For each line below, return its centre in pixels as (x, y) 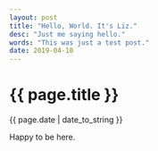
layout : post (33, 17)
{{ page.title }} (64, 95)
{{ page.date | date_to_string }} (66, 120)
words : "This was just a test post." (79, 42)
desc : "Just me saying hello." (67, 34)
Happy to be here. (42, 137)
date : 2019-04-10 (42, 51)
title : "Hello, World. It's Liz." (74, 26)
